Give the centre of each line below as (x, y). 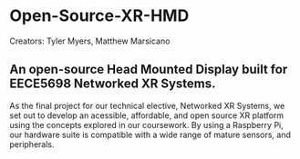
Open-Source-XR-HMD (99, 16)
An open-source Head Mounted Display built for (149, 70)
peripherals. (32, 144)
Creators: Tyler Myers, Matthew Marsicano (90, 41)
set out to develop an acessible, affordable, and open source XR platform (147, 115)
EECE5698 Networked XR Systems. (113, 84)
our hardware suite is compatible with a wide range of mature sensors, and (150, 134)
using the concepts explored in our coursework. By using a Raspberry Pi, (147, 124)
